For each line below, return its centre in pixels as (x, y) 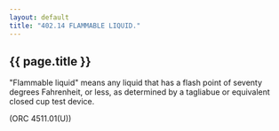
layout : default (39, 17)
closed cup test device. (52, 102)
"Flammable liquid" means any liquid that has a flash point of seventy (136, 83)
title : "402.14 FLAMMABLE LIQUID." (75, 26)
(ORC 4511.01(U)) (40, 119)
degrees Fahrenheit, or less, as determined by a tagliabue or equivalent (140, 92)
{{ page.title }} (50, 62)
